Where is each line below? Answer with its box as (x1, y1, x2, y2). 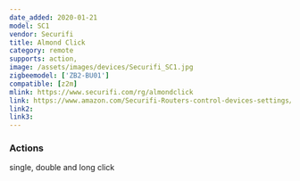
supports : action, (9, 54, 78, 63)
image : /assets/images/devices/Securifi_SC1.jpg (9, 63, 194, 72)
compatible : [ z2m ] (9, 79, 78, 88)
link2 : (9, 104, 34, 113)
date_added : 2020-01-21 (9, 12, 98, 22)
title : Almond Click (9, 37, 87, 47)
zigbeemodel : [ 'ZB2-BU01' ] (9, 71, 110, 80)
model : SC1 (9, 21, 50, 30)
